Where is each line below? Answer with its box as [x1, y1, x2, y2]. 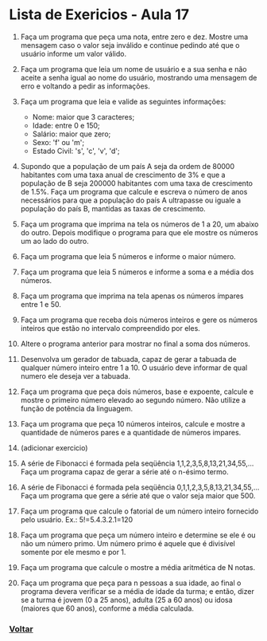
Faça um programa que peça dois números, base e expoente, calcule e [20, 387, 253, 396]
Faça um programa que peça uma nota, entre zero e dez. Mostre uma [20, 32, 249, 41]
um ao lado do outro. [20, 236, 90, 246]
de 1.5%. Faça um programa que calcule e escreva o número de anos [20, 187, 248, 196]
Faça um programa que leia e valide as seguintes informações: [20, 96, 226, 106]
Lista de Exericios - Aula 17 [9, 6, 190, 24]
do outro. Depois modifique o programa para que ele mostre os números [20, 227, 259, 237]
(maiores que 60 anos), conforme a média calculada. [20, 604, 194, 613]
